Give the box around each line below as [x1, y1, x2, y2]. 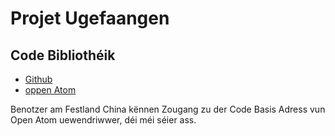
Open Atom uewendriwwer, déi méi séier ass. [10, 114, 197, 126]
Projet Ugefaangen [10, 7, 170, 30]
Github [24, 73, 53, 85]
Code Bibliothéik [10, 47, 116, 64]
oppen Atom [24, 84, 77, 96]
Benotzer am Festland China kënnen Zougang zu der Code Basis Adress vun [10, 103, 326, 115]
